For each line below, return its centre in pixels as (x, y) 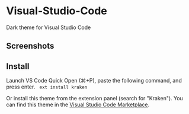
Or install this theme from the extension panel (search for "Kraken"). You (95, 99)
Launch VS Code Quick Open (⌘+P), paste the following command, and (94, 81)
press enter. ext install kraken (47, 87)
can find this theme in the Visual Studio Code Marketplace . (78, 104)
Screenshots (30, 46)
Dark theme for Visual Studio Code (49, 27)
